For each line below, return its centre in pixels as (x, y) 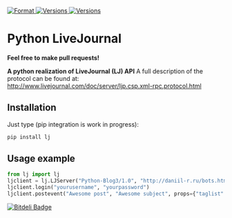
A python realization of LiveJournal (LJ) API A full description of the (105, 71)
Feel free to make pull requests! (54, 57)
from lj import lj (33, 174)
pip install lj (29, 137)
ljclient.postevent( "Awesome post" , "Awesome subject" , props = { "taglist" (116, 194)
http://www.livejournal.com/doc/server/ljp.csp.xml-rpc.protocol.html (104, 86)
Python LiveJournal (65, 39)
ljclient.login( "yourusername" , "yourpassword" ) (78, 188)
